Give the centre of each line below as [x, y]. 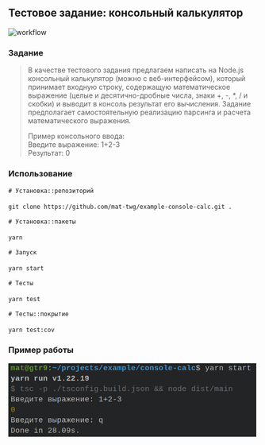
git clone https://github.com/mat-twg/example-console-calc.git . [120, 207]
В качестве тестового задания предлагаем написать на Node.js [136, 70]
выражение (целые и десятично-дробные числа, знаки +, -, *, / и [138, 95]
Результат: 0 [49, 153]
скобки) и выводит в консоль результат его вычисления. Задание [139, 104]
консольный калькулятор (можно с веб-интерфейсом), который [136, 79]
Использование [40, 174]
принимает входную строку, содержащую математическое [129, 87]
